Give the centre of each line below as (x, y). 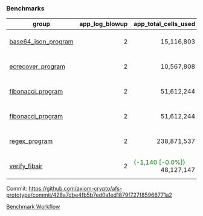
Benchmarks (25, 8)
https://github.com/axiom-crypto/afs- (76, 189)
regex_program (31, 141)
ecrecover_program (37, 66)
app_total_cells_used (164, 24)
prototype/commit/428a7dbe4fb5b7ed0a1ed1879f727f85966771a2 (89, 195)
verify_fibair (26, 166)
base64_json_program (41, 42)
